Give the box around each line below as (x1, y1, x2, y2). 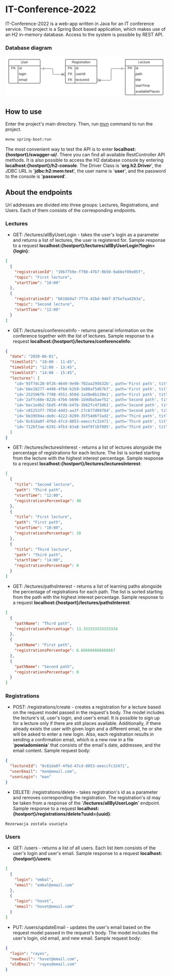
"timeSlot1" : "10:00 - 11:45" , (10, 360, 77, 365)
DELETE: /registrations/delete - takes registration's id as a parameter (12, 789, 158, 795)
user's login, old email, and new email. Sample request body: (12, 935, 141, 941)
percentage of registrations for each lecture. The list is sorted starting (12, 450, 160, 456)
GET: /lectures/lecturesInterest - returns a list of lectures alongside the (12, 444, 162, 450)
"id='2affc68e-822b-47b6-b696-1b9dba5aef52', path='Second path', (14, 397, 159, 403)
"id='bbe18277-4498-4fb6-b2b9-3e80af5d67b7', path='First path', (14, 386, 157, 391)
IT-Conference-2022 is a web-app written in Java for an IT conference (5, 20, 155, 27)
